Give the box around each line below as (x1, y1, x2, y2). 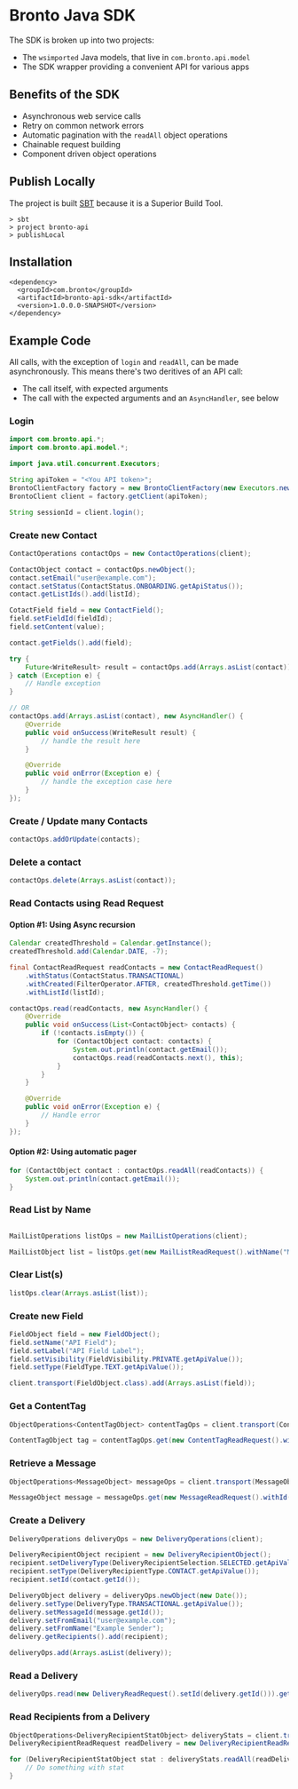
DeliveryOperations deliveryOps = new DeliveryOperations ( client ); (9, 1534, 264, 1543)
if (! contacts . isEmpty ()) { (41, 1029, 145, 1038)
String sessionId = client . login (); (9, 508, 145, 517)
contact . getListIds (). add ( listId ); (9, 590, 141, 599)
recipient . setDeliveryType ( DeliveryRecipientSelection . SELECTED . (9, 1559, 255, 1568)
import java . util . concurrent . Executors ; (9, 459, 161, 469)
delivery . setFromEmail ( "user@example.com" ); (9, 1616, 176, 1625)
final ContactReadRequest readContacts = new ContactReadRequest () (9, 963, 264, 972)
